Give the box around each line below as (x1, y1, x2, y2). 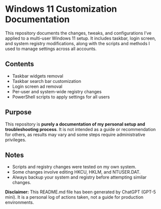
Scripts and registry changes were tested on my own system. (12, 164, 136, 170)
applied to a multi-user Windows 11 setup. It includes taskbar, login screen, (5, 35, 156, 41)
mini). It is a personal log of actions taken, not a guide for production (5, 194, 144, 200)
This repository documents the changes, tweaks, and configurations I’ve (5, 30, 152, 36)
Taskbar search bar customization (12, 78, 81, 84)
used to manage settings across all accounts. (5, 46, 97, 52)
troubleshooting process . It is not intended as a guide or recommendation (5, 126, 156, 132)
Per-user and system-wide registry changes (12, 88, 102, 94)
